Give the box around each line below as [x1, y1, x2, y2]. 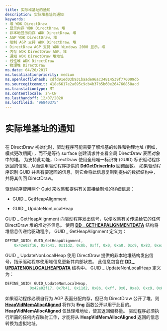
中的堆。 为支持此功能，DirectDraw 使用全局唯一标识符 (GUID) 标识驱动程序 [5, 156, 161, 162]
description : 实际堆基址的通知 [5, 12, 64, 17]
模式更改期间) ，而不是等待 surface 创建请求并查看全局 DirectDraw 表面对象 [5, 150, 161, 156]
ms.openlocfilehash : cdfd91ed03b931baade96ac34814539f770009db [5, 77, 139, 82]
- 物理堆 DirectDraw [5, 63, 46, 68]
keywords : [5, 16, 26, 21]
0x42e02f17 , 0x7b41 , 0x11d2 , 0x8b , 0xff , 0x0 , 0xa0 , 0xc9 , [29, 286, 155, 291]
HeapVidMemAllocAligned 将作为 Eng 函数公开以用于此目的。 [5, 302, 134, 308]
